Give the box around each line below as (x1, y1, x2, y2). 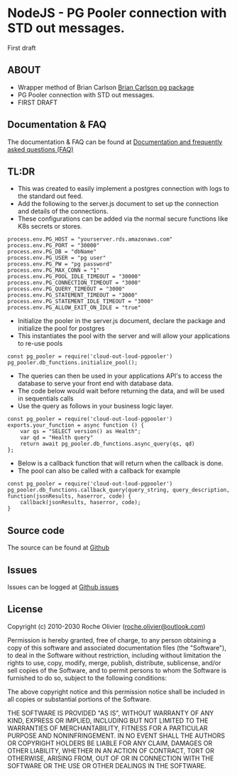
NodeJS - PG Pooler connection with (7, 5, 227, 21)
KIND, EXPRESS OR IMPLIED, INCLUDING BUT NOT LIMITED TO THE (7, 716, 209, 725)
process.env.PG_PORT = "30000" (7, 242, 100, 249)
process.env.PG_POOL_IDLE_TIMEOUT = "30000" (7, 273, 141, 280)
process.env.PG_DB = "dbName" (7, 248, 97, 256)
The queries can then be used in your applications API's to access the (17, 371, 223, 381)
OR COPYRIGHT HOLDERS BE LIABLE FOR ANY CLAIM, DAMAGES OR (7, 738, 213, 747)
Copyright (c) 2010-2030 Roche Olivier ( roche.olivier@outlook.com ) (7, 622, 206, 630)
